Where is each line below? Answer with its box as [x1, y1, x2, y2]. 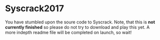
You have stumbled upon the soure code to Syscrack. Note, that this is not [5, 19, 155, 25]
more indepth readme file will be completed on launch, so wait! [5, 29, 132, 35]
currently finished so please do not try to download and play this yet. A [5, 24, 150, 30]
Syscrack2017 [5, 3, 65, 14]
